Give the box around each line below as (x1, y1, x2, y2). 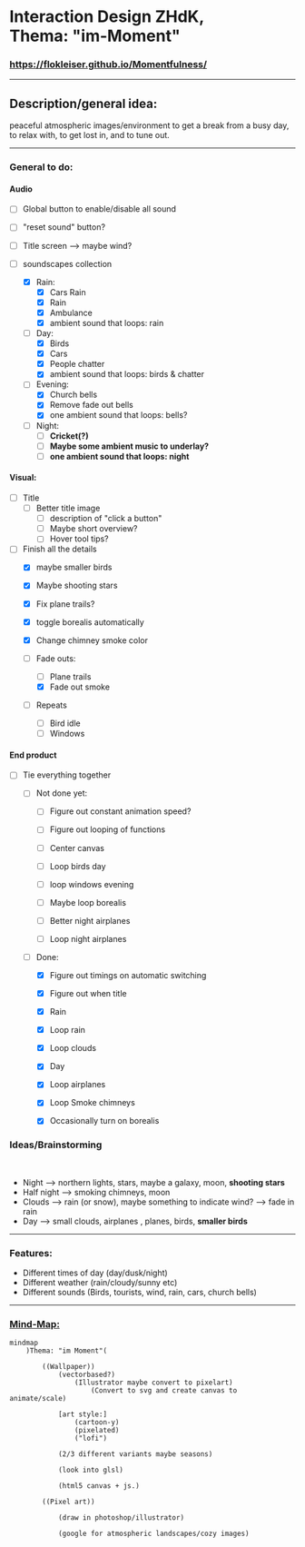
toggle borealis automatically (35, 616, 145, 628)
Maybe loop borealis (49, 897, 127, 907)
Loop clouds (49, 1043, 97, 1054)
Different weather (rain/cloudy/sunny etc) (22, 1277, 178, 1288)
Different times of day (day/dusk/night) (22, 1267, 168, 1278)
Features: (9, 1246, 53, 1259)
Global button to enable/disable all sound (22, 203, 177, 214)
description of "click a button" (49, 513, 162, 524)
